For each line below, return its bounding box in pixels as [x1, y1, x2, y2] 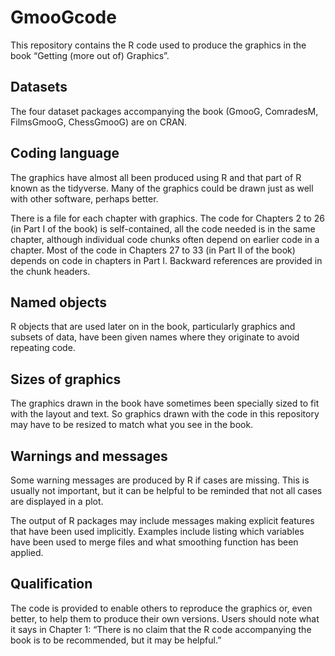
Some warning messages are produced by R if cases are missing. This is [10, 474, 310, 486]
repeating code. [10, 342, 76, 354]
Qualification [10, 576, 93, 593]
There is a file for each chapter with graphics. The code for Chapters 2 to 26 [10, 212, 325, 224]
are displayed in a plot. [10, 496, 104, 507]
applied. [10, 547, 44, 558]
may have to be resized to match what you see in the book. [10, 419, 254, 431]
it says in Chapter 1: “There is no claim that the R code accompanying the [10, 623, 312, 635]
